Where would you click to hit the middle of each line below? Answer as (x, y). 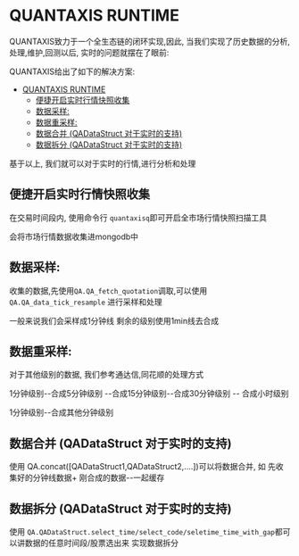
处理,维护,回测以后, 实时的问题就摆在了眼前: (89, 52)
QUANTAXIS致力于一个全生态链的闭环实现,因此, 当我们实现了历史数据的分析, (149, 41)
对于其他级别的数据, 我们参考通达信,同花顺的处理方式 (107, 375)
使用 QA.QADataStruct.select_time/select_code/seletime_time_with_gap (142, 531)
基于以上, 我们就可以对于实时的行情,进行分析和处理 (103, 163)
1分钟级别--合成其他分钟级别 (62, 412)
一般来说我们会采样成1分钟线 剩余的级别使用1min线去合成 (114, 320)
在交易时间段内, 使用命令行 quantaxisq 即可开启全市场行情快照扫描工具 (138, 217)
